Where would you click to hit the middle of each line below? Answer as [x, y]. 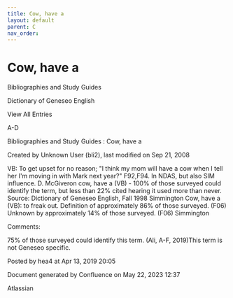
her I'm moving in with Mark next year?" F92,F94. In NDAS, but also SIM [111, 176]
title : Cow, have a [36, 14]
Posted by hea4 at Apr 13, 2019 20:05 [62, 261]
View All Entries [30, 114]
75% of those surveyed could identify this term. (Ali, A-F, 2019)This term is [115, 240]
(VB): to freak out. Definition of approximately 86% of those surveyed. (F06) [117, 206]
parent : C [22, 27]
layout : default [31, 20]
